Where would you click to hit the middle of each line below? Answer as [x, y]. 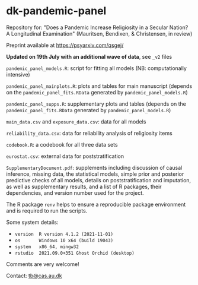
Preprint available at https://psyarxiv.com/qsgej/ [65, 45]
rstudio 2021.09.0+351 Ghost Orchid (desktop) [74, 253]
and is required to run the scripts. [47, 210]
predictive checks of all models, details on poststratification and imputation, [99, 180]
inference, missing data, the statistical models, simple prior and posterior [95, 174]
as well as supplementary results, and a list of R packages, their [84, 186]
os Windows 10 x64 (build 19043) [64, 240]
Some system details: [32, 222]
